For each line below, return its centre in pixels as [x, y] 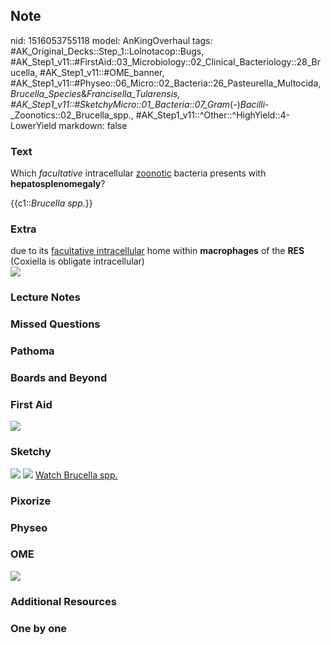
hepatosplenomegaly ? [58, 184]
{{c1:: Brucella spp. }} [51, 203]
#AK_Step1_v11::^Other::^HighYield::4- [212, 115]
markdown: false [93, 125]
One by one [39, 628]
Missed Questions [55, 324]
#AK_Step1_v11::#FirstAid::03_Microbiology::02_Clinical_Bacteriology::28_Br [166, 61]
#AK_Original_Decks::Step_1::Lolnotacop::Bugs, [107, 51]
